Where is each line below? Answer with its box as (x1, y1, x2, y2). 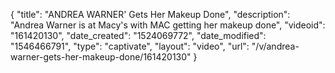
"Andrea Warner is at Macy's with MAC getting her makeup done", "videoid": (10, 19, 326, 31)
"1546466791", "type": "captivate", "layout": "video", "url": (10, 40, 250, 52)
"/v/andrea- (251, 40, 300, 52)
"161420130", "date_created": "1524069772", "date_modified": (10, 30, 267, 41)
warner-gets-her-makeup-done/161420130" (10, 51, 192, 63)
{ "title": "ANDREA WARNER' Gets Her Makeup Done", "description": (10, 9, 291, 20)
